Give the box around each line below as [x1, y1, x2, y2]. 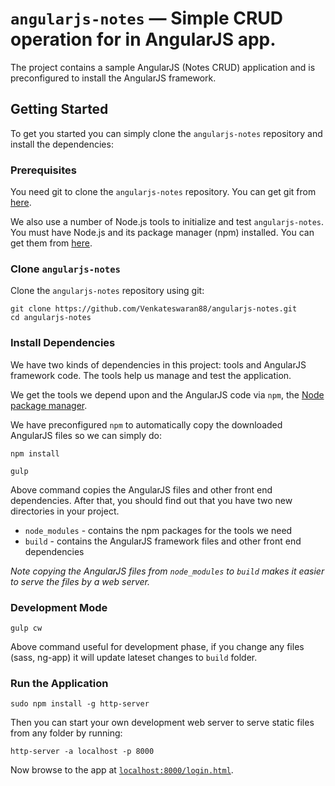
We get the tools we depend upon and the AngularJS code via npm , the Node [10, 388, 325, 401]
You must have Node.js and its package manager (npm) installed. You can [10, 227, 315, 239]
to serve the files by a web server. [10, 575, 151, 587]
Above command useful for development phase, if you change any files [10, 640, 305, 652]
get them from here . [10, 237, 93, 249]
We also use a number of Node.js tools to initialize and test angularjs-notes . [10, 216, 325, 228]
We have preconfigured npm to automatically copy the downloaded [10, 418, 283, 431]
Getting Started [10, 101, 109, 118]
